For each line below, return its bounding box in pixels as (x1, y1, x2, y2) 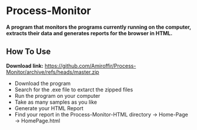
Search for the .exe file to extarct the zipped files (14, 86, 133, 93)
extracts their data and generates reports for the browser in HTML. (6, 29, 173, 36)
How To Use (6, 47, 51, 57)
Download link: (6, 62, 44, 69)
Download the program (14, 80, 71, 87)
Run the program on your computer (14, 92, 101, 99)
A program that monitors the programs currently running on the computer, (6, 23, 192, 30)
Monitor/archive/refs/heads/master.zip (6, 69, 99, 76)
